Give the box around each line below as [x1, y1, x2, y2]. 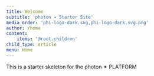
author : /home [6, 25, 41, 31]
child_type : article [6, 42, 57, 48]
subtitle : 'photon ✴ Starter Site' [6, 14, 94, 20]
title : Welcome [6, 8, 44, 15]
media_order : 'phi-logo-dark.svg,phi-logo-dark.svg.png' [6, 19, 149, 25]
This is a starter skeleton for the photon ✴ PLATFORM [6, 63, 137, 70]
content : [6, 31, 28, 37]
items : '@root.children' [17, 36, 78, 42]
